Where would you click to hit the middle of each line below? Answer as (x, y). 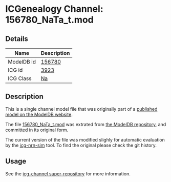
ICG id (15, 70)
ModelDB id (22, 62)
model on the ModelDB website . (39, 114)
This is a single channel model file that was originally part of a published (81, 109)
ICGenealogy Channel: (54, 9)
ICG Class (20, 78)
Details (17, 39)
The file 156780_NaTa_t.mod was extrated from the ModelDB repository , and (86, 124)
